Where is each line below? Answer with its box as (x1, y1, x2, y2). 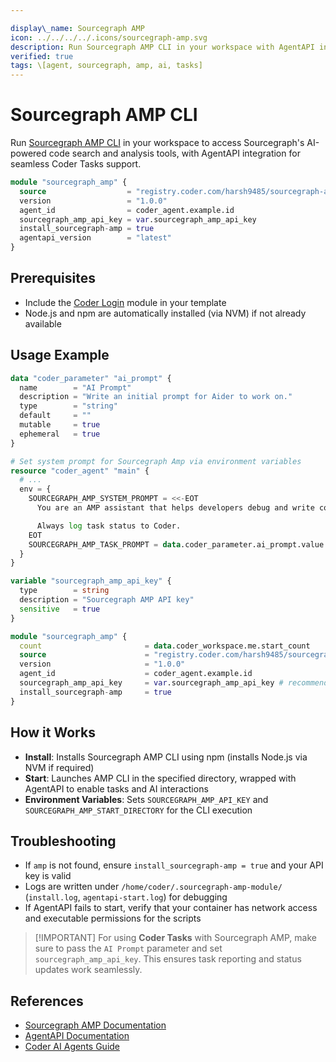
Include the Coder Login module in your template (24, 296, 227, 308)
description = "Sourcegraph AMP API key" (19, 595, 195, 605)
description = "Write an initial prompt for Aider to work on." (19, 392, 293, 402)
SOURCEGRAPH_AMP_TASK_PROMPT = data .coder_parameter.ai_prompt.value (28, 539, 325, 550)
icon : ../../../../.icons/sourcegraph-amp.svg (10, 32, 208, 43)
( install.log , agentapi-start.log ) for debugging (24, 891, 228, 903)
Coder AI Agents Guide (24, 1041, 121, 1053)
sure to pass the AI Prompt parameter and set (34, 942, 223, 955)
